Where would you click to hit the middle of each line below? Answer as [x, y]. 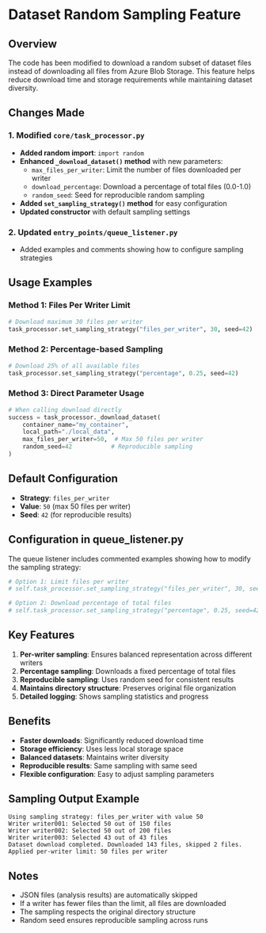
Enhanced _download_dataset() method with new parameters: [121, 161]
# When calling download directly [65, 409]
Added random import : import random [82, 153]
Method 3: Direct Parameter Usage [76, 394]
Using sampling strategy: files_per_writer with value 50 [106, 817]
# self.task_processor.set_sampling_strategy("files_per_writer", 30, [127, 589]
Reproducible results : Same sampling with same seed [108, 765]
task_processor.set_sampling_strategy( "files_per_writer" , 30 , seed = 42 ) [131, 329]
